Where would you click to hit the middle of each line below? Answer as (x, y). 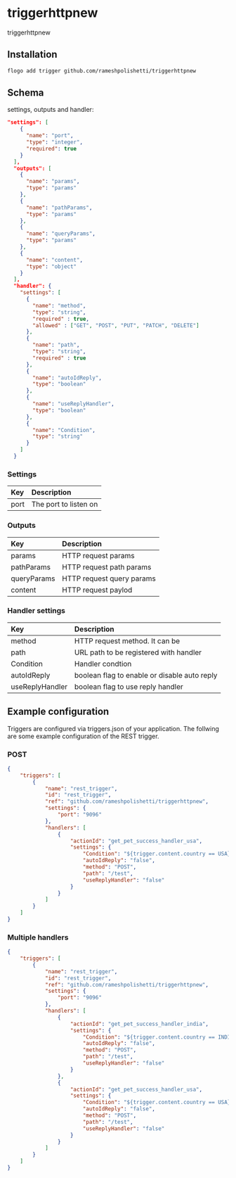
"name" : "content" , (54, 260)
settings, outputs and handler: (51, 110)
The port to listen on (65, 505)
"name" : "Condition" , (64, 430)
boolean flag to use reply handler (129, 686)
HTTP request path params (107, 566)
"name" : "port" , (50, 136)
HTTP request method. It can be (127, 640)
